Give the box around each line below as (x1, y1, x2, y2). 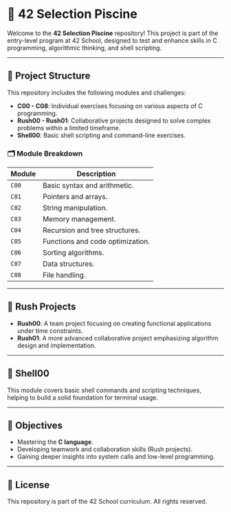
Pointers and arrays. (42, 192, 108, 202)
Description (76, 169, 116, 178)
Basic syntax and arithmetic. (42, 181, 134, 190)
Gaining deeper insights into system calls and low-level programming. (16, 453, 215, 461)
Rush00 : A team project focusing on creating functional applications (16, 319, 212, 327)
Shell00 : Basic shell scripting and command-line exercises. (16, 131, 186, 139)
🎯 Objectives (7, 420, 63, 431)
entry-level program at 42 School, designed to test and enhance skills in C (7, 36, 218, 44)
